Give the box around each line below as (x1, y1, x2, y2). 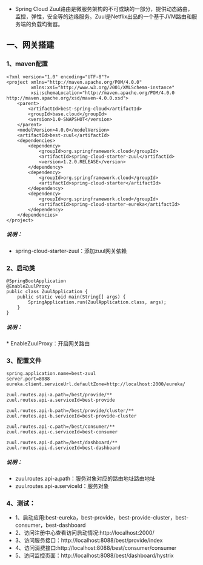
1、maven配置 (6, 59, 48, 68)
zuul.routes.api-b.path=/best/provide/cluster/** (6, 408, 135, 414)
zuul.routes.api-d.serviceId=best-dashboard (6, 445, 121, 451)
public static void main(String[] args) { (17, 294, 126, 300)
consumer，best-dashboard (15, 521, 86, 529)
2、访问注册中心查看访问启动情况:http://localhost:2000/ (15, 529, 155, 536)
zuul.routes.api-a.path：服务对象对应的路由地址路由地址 (15, 475, 156, 482)
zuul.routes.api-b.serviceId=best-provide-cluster (6, 413, 137, 419)
